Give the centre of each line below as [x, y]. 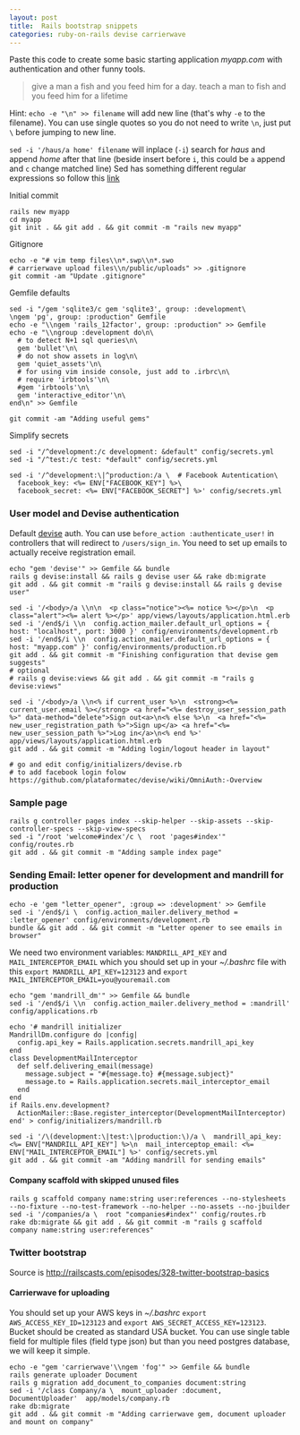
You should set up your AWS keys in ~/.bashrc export [108, 1312]
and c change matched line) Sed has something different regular [128, 169]
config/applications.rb [54, 1012]
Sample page [39, 802]
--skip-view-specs [111, 829]
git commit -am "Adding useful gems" [80, 419]
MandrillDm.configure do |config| [74, 1035]
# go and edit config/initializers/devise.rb [95, 764]
